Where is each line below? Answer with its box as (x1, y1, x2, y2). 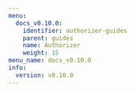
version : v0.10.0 (15, 71, 74, 79)
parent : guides (22, 34, 74, 42)
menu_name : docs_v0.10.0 (8, 57, 92, 65)
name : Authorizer (22, 42, 81, 50)
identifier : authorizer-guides (22, 26, 128, 34)
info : (8, 64, 27, 72)
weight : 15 (22, 49, 59, 57)
